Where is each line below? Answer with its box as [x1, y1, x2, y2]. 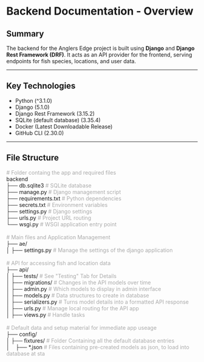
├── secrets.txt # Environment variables [6, 201, 108, 208]
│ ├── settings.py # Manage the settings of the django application [6, 246, 173, 254]
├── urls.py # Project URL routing [6, 214, 92, 221]
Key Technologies [6, 81, 76, 91]
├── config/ [6, 330, 38, 338]
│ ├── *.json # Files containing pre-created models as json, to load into [6, 343, 189, 350]
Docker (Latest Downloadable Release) [15, 123, 113, 130]
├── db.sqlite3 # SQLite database [6, 181, 92, 189]
